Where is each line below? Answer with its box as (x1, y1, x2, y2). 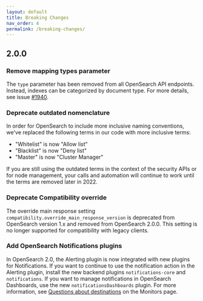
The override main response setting (6, 207, 96, 215)
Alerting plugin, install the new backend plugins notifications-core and (6, 268, 186, 275)
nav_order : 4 (6, 20, 39, 26)
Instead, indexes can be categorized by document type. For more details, (6, 86, 189, 94)
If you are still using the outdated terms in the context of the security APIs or (6, 165, 197, 173)
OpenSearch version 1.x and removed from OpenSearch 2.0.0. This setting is (6, 220, 198, 227)
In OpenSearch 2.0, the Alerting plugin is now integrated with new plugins (6, 255, 190, 263)
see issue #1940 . (6, 93, 49, 100)
